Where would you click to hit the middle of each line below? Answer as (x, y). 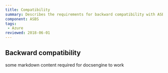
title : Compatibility (28, 10)
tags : (11, 24)
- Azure (15, 28)
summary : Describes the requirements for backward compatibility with (80, 14)
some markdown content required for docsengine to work (64, 65)
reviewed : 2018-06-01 (28, 33)
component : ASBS (22, 19)
